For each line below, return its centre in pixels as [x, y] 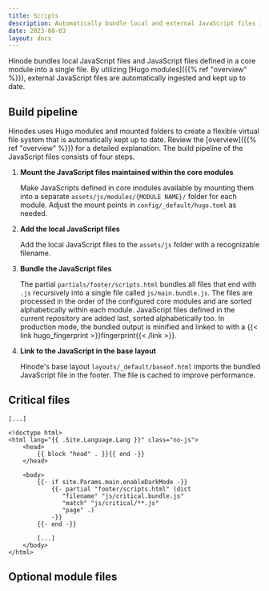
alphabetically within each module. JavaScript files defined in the [127, 310]
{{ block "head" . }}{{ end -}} [91, 454]
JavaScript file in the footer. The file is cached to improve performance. [138, 375]
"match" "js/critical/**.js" [110, 503]
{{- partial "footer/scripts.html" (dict [121, 489]
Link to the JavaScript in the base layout [88, 351]
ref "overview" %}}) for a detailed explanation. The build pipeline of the [126, 149]
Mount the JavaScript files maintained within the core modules [126, 173]
